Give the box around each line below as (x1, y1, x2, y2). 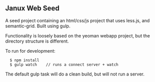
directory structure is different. (5, 38, 69, 44)
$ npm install (10, 58, 39, 63)
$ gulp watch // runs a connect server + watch (10, 62, 119, 67)
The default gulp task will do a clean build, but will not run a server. (5, 71, 145, 77)
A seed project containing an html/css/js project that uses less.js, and (5, 17, 150, 23)
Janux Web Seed (5, 4, 60, 13)
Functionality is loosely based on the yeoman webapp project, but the (5, 32, 150, 38)
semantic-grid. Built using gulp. (5, 23, 71, 29)
